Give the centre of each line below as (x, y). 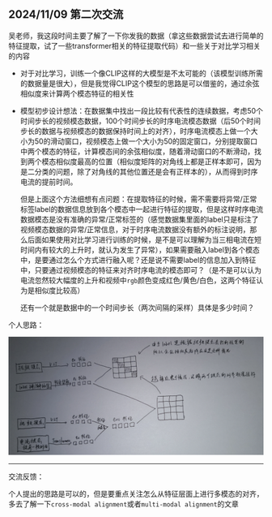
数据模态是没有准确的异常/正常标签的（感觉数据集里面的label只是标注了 (139, 219)
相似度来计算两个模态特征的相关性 (77, 93)
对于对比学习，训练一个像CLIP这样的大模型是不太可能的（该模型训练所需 (141, 73)
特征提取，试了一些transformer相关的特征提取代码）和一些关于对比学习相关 (134, 45)
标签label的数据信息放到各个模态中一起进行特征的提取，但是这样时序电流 (142, 209)
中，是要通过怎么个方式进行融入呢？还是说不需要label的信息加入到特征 (138, 260)
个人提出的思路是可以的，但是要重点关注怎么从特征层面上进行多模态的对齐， (136, 494)
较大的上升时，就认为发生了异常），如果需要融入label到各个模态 (154, 249)
